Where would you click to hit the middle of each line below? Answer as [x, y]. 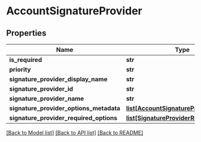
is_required [26, 60]
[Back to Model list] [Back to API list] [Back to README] [75, 133]
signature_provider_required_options [63, 118]
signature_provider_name [47, 98]
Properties [26, 33]
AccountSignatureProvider [74, 11]
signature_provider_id [41, 89]
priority [20, 70]
